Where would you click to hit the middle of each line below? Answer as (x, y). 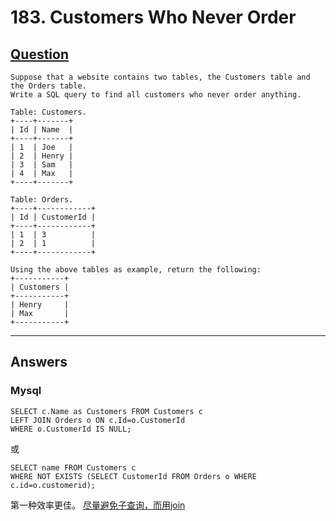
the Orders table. (48, 86)
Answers (39, 362)
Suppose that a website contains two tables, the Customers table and (160, 77)
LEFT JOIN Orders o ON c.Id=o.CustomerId (98, 420)
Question (39, 54)
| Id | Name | (42, 130)
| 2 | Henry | (42, 156)
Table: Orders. (42, 200)
